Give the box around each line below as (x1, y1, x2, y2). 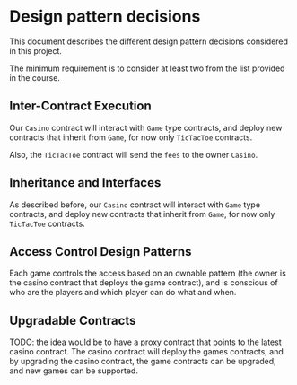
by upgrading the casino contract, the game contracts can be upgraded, (9, 356, 276, 367)
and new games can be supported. (9, 365, 139, 376)
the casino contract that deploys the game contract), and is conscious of (9, 277, 278, 288)
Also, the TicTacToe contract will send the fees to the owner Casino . (9, 149, 258, 160)
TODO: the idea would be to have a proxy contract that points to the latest (9, 337, 283, 347)
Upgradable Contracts (9, 312, 136, 328)
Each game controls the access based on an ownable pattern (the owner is (9, 267, 287, 279)
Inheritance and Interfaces (9, 175, 162, 190)
